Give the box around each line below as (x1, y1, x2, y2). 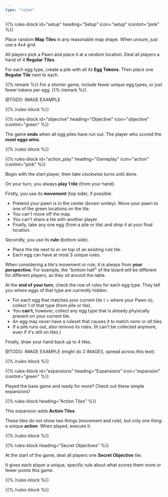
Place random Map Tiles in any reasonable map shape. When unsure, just (5, 36, 158, 42)
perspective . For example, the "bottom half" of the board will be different (5, 267, 157, 273)
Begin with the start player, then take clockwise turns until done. (5, 171, 138, 177)
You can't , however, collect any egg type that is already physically (12, 308, 150, 314)
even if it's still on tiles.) (12, 329, 62, 335)
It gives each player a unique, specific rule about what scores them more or (5, 462, 161, 468)
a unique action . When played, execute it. (5, 423, 91, 429)
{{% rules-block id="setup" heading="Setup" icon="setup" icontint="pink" (5, 21, 159, 27)
